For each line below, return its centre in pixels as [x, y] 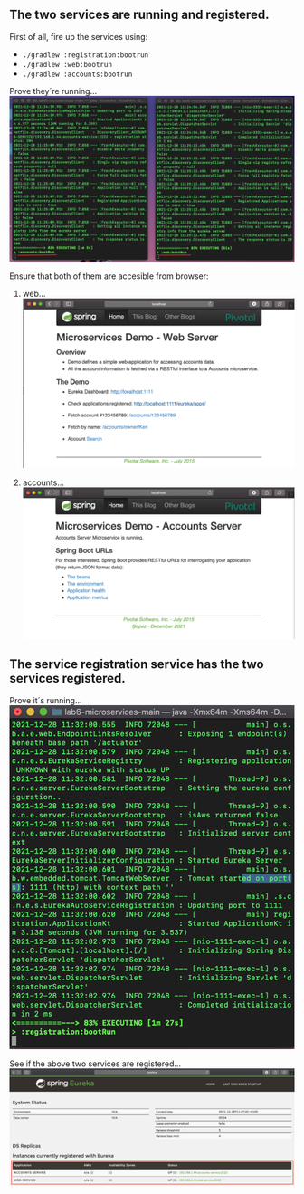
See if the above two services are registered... [95, 1064]
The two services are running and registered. [139, 15]
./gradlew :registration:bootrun [85, 55]
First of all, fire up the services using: [79, 36]
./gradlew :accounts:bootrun [77, 74]
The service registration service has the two [137, 664]
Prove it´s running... [46, 700]
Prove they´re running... [53, 91]
